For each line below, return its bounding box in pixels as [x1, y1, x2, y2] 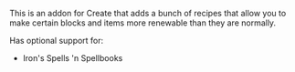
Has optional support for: [9, 36, 104, 46]
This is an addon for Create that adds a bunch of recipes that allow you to [9, 8, 287, 18]
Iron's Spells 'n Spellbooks [22, 53, 123, 63]
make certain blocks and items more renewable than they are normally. [9, 17, 277, 28]
